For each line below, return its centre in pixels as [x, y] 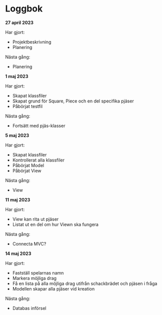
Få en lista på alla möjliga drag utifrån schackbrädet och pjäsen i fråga [85, 283]
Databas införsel [29, 308]
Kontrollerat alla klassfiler [38, 160]
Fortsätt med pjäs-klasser [39, 125]
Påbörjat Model [28, 165]
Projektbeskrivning [32, 42]
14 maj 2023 [18, 253]
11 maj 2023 [18, 199]
